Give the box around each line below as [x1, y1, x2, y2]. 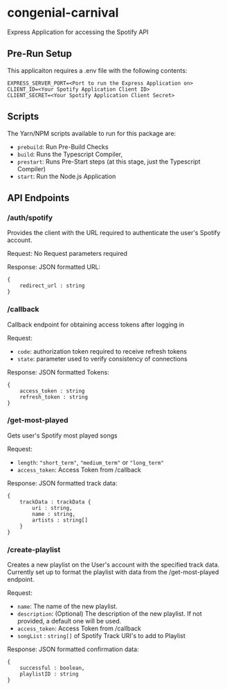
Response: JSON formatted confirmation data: [7, 645, 140, 653]
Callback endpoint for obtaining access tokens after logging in [7, 320, 185, 329]
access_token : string [19, 387, 85, 395]
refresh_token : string [19, 393, 89, 400]
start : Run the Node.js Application [17, 172, 116, 180]
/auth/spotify [7, 213, 53, 223]
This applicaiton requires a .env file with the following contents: [7, 66, 188, 74]
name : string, [32, 510, 76, 517]
